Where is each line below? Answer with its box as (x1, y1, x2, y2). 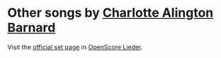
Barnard (7, 20, 56, 36)
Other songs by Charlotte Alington (7, 5, 214, 21)
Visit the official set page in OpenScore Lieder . (7, 43, 143, 51)
